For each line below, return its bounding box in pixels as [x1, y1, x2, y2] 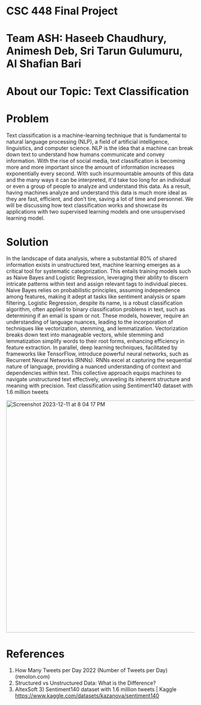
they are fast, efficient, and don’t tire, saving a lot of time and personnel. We [6, 195, 193, 202]
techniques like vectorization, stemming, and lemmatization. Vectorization [6, 325, 188, 332]
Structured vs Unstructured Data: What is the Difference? [14, 679, 156, 686]
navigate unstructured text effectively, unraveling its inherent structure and [6, 376, 190, 383]
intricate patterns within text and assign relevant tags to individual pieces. [6, 280, 188, 288]
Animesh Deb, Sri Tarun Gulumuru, [6, 44, 183, 58]
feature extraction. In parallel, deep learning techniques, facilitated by [6, 344, 178, 351]
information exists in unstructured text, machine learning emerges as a [6, 262, 181, 269]
